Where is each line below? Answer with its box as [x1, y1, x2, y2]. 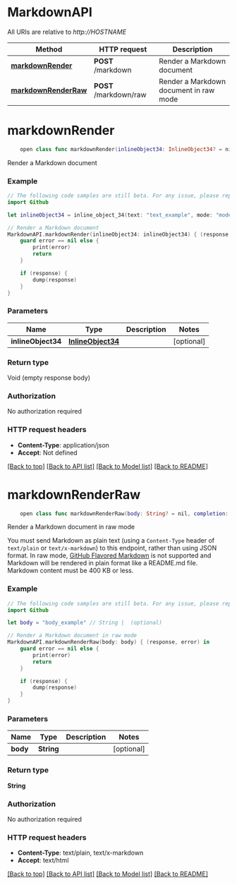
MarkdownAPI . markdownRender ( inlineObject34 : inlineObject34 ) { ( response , [7, 231, 232, 238]
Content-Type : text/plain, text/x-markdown [17, 848, 144, 857]
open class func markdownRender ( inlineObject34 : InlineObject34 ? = [20, 145, 222, 152]
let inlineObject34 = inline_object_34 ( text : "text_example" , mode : [7, 211, 213, 219]
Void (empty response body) [7, 373, 90, 382]
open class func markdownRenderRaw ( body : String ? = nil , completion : [20, 510, 229, 517]
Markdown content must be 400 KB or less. [7, 566, 134, 575]
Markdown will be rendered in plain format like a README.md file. [7, 559, 198, 567]
